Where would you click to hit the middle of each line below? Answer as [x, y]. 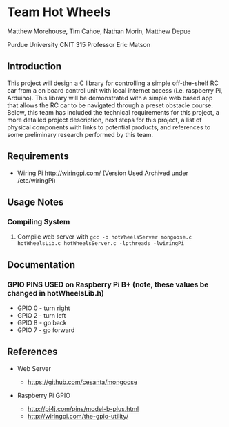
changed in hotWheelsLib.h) [56, 293]
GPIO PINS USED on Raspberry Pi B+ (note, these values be [108, 284]
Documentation [41, 265]
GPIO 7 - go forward [46, 330]
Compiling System [39, 221]
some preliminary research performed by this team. [80, 134]
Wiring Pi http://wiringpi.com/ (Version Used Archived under [102, 173]
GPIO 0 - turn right [43, 308]
